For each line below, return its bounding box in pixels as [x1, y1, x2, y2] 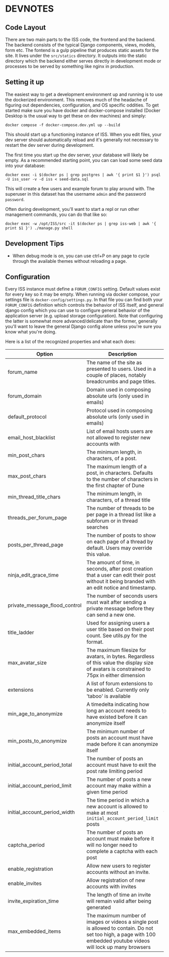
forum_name [8, 369, 38, 376]
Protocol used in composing [86, 407, 153, 414]
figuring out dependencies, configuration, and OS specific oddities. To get [5, 102, 159, 108]
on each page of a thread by [86, 538, 153, 545]
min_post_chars [8, 452, 45, 459]
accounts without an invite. [86, 869, 150, 876]
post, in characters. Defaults [86, 470, 153, 477]
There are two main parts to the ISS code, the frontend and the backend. [5, 36, 156, 42]
